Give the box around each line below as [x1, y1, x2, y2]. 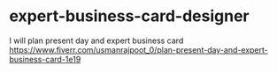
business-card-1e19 [9, 54, 81, 64]
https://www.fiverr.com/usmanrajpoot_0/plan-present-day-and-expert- [9, 44, 268, 55]
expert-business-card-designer [9, 6, 250, 26]
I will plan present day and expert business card [9, 35, 184, 46]
